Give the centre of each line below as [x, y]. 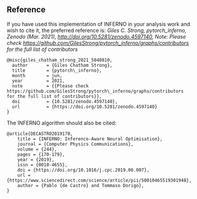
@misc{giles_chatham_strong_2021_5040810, [60, 60]
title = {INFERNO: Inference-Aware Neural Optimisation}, [90, 139]
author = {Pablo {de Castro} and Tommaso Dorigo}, [81, 185]
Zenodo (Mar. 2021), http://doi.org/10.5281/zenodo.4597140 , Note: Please [96, 36]
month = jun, [37, 76]
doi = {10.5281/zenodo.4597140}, [65, 101]
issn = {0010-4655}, [42, 165]
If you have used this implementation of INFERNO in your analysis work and [98, 24]
